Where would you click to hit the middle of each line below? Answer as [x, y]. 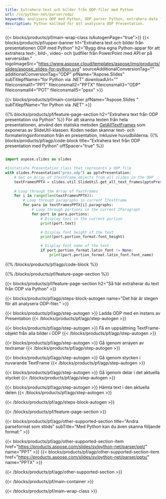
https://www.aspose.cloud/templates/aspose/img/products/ [99, 64]
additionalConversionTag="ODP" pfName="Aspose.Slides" [65, 74]
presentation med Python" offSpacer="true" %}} [55, 146]
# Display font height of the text [77, 232]
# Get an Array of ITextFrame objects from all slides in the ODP [84, 177]
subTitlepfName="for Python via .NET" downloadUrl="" [62, 80]
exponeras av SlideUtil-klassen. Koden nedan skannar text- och [70, 130]
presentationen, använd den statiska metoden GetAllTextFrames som [75, 125]
